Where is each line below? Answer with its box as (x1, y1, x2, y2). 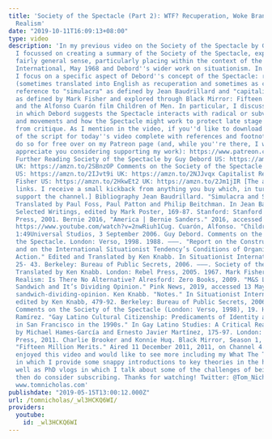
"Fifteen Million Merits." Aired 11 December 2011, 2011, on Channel (15, 343, 255, 352)
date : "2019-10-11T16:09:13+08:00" (8, 27, 129, 35)
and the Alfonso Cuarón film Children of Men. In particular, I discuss (15, 102, 266, 110)
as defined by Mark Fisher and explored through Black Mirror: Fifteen (15, 95, 263, 103)
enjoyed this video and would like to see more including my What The (15, 351, 259, 359)
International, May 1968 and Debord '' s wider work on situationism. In (15, 65, 263, 73)
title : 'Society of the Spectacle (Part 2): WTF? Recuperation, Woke (8, 11, 249, 20)
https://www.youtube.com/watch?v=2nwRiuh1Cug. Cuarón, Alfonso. (15, 223, 237, 231)
